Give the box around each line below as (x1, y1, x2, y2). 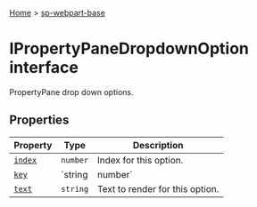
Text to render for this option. (96, 182, 220, 195)
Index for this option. (96, 154, 184, 166)
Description (132, 139, 184, 151)
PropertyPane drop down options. (9, 86, 134, 97)
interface (9, 58, 79, 78)
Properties (9, 113, 70, 128)
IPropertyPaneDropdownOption (9, 39, 250, 59)
